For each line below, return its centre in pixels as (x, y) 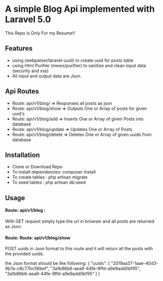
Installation (22, 155)
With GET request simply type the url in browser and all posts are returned (80, 221)
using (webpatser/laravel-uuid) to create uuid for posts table (73, 60)
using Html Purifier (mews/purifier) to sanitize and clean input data (79, 65)
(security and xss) (30, 71)
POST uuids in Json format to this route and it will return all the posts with (79, 249)
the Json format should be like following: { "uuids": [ (58, 263)
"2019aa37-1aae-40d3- (135, 263)
